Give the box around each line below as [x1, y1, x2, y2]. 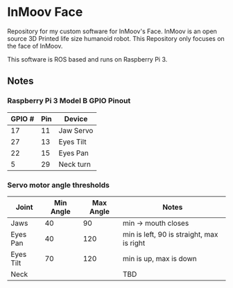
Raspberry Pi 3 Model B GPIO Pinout [7, 96, 131, 106]
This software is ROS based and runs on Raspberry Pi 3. [7, 55, 168, 63]
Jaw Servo [58, 125, 94, 135]
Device [64, 114, 88, 123]
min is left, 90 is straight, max [122, 229, 218, 239]
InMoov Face [7, 4, 83, 20]
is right [122, 238, 146, 248]
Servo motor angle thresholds [7, 180, 110, 190]
